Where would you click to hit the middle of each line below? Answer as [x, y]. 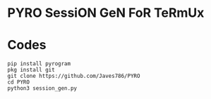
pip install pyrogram [39, 64]
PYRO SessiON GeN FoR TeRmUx [106, 13]
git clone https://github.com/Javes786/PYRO [74, 76]
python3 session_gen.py [42, 88]
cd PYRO [19, 82]
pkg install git [31, 70]
